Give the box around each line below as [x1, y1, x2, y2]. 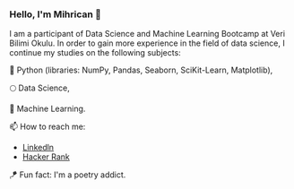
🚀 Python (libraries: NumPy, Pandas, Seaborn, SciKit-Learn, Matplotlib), [9, 64, 273, 75]
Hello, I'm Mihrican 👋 [9, 8, 101, 21]
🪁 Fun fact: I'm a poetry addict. [9, 169, 126, 180]
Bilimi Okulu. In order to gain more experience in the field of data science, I [9, 38, 285, 48]
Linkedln [22, 142, 55, 153]
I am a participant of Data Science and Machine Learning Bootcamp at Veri [9, 29, 285, 39]
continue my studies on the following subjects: [9, 47, 181, 58]
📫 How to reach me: [9, 121, 86, 133]
